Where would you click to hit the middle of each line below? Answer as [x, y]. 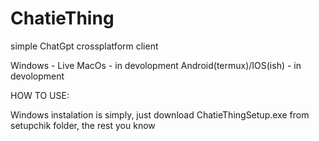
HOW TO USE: [40, 95]
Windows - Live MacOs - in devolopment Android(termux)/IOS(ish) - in [156, 65]
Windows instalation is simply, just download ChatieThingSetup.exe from [160, 114]
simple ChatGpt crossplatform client [84, 46]
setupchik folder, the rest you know [83, 125]
